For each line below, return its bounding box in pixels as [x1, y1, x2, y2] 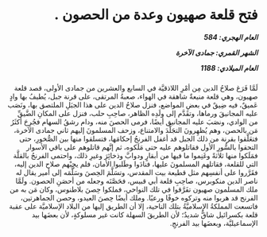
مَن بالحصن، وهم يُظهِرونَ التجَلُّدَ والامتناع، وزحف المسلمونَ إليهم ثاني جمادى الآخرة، [14, 126, 258, 135]
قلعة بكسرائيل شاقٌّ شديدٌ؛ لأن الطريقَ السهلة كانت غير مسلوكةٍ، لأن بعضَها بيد [32, 210, 258, 220]
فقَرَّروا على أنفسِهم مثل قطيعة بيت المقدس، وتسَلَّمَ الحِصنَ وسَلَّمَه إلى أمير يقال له [15, 168, 258, 177]
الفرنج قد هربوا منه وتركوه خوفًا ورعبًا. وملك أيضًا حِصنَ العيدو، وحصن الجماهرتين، [20, 193, 258, 203]
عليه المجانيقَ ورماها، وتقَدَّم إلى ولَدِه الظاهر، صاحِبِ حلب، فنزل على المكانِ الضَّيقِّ [17, 109, 258, 118]
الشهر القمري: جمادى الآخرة [175, 48, 258, 57]
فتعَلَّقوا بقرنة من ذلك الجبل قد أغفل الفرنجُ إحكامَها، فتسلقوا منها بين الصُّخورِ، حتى [18, 134, 258, 144]
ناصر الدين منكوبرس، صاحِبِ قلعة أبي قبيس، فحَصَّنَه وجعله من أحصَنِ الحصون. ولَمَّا [15, 177, 258, 186]
